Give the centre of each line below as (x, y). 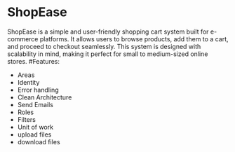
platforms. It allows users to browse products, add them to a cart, (134, 39)
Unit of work (35, 127)
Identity (28, 82)
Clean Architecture (45, 97)
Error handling (38, 90)
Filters (27, 119)
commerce (23, 39)
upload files (34, 134)
